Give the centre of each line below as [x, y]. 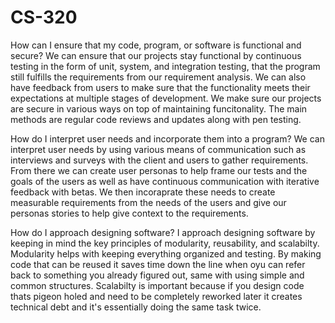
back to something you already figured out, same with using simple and [157, 275]
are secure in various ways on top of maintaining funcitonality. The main [159, 108]
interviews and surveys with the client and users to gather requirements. [159, 160]
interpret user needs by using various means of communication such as [158, 149]
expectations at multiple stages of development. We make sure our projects [166, 98]
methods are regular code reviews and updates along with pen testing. [156, 119]
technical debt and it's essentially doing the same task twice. [136, 307]
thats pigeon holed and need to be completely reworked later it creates [156, 296]
